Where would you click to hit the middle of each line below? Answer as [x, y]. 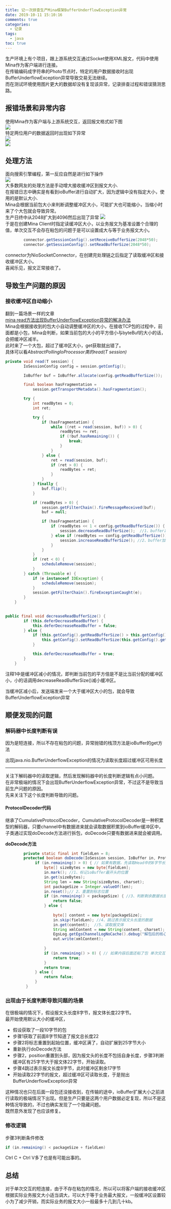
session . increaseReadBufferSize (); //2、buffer [111, 540]
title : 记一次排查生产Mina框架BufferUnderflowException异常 [66, 10]
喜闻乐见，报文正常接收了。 [34, 268]
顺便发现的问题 [29, 715]
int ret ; [42, 408]
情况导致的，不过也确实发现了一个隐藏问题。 [56, 1105]
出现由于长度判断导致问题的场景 [45, 1000]
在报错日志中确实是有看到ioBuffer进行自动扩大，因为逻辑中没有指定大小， [83, 192]
